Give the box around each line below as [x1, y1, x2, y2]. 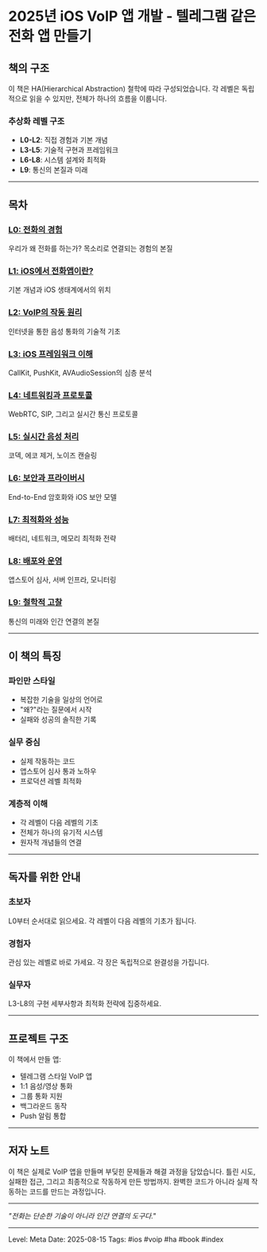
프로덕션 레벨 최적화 [19, 776, 82, 786]
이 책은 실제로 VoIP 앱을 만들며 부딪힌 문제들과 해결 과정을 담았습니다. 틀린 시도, [8, 1167, 256, 1176]
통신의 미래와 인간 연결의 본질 [8, 616, 100, 626]
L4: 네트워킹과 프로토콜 [8, 389, 93, 400]
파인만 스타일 [8, 675, 56, 686]
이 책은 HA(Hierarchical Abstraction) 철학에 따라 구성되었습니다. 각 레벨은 [8, 84, 240, 93]
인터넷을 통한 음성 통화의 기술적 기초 [8, 326, 121, 336]
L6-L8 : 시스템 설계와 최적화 [19, 155, 106, 165]
